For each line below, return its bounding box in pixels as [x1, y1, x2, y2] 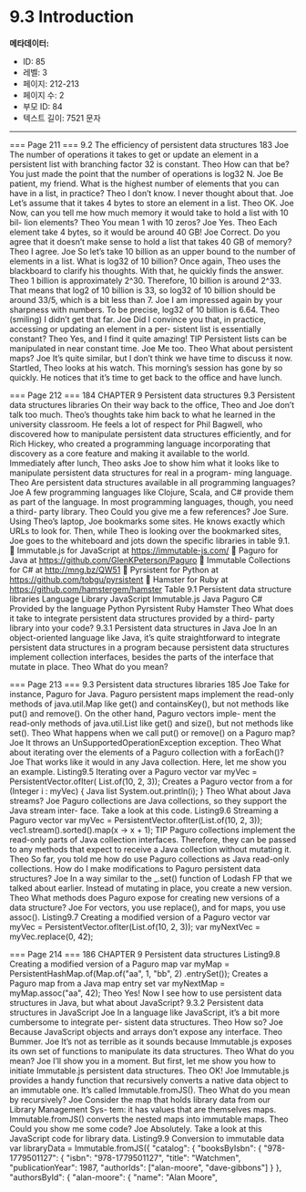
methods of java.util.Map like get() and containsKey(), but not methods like [9, 698, 290, 709]
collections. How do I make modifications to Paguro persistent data [9, 863, 261, 873]
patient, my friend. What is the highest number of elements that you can [9, 178, 280, 189]
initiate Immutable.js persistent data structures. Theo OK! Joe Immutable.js [9, 1065, 290, 1076]
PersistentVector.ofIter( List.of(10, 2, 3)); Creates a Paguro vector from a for [9, 776, 293, 787]
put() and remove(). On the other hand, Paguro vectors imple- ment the [9, 707, 276, 718]
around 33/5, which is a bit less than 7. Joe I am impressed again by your [9, 294, 282, 305]
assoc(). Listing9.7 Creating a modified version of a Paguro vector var [9, 911, 271, 923]
